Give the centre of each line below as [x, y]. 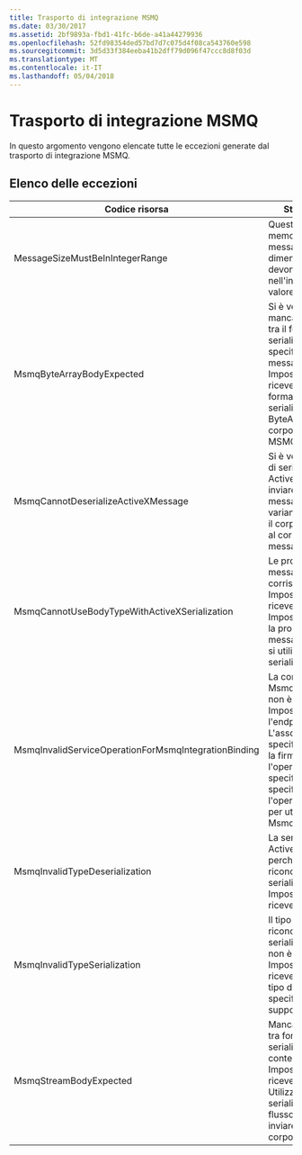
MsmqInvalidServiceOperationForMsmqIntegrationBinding [137, 750]
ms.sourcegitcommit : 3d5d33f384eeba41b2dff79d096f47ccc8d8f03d [130, 51]
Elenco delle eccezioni [73, 184]
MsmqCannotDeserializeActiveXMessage [101, 501]
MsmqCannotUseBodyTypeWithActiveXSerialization [124, 611]
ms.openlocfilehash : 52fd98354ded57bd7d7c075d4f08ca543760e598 [130, 43]
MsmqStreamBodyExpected [73, 1080]
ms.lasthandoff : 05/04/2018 [62, 77]
